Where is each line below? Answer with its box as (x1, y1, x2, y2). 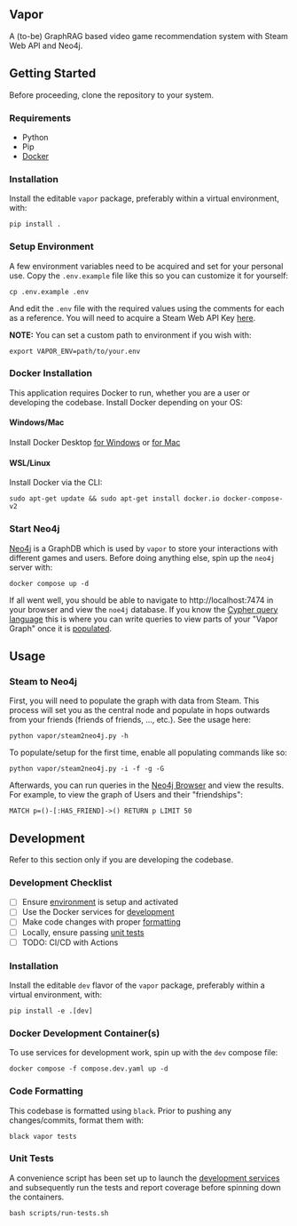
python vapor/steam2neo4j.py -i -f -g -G (9, 765, 165, 773)
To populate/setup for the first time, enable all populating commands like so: (9, 747, 288, 758)
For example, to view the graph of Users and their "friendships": (9, 789, 244, 800)
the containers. (9, 1191, 65, 1202)
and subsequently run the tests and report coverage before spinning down (9, 1182, 282, 1192)
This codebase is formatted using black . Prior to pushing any (9, 1105, 232, 1116)
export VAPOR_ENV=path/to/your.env (9, 347, 141, 356)
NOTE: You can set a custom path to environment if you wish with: (9, 329, 252, 341)
